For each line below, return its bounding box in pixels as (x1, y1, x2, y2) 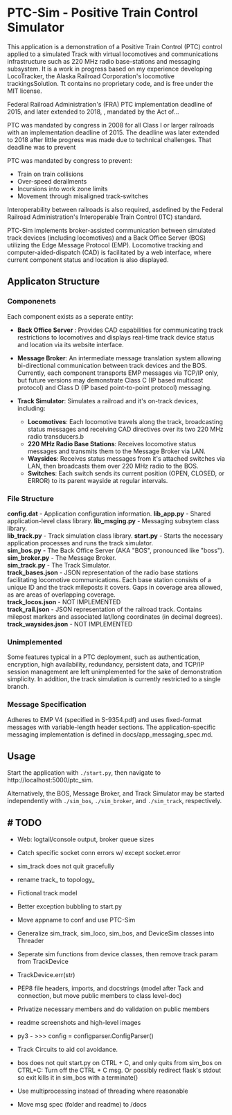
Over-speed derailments (17, 177, 87, 185)
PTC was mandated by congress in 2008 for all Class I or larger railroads (7, 121, 215, 129)
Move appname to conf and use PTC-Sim (17, 916, 136, 924)
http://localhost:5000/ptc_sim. (7, 776, 93, 784)
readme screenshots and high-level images (17, 1019, 141, 1027)
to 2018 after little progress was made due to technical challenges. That (7, 135, 212, 143)
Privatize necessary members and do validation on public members (17, 1005, 210, 1013)
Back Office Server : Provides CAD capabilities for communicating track (17, 326, 224, 334)
